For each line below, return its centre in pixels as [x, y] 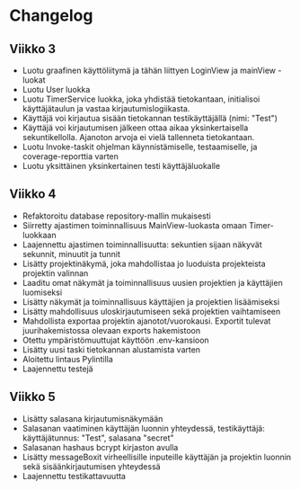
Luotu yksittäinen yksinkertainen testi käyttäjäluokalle [121, 166]
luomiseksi [42, 292]
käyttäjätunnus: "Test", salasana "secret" [98, 438]
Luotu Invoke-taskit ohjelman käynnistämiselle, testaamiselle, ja [140, 147]
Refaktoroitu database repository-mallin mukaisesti [116, 216]
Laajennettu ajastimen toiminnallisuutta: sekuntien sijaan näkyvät [142, 245]
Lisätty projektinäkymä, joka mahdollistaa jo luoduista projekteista [144, 263]
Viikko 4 [33, 194]
